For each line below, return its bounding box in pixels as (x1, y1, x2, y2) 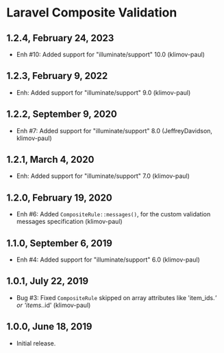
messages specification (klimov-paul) (16, 218, 123, 226)
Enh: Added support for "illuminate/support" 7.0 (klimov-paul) (16, 172, 190, 180)
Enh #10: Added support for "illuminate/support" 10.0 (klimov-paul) (16, 50, 205, 58)
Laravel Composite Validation (6, 5, 177, 21)
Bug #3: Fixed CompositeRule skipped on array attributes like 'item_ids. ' (16, 293, 217, 301)
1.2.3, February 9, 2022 (6, 70, 108, 82)
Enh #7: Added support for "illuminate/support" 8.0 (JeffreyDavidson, (16, 126, 213, 135)
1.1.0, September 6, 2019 (6, 237, 112, 249)
